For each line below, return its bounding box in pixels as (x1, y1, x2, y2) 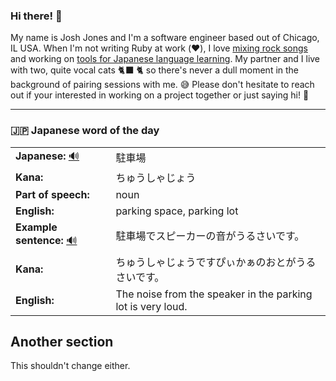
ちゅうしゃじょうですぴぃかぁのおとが (115, 255, 297, 269)
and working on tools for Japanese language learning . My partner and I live (10, 53, 321, 65)
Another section (10, 333, 114, 350)
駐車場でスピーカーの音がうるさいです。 (115, 229, 305, 243)
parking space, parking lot (115, 204, 239, 218)
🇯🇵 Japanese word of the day (10, 124, 160, 138)
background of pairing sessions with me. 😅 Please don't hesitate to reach (10, 79, 315, 91)
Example (15, 220, 58, 234)
